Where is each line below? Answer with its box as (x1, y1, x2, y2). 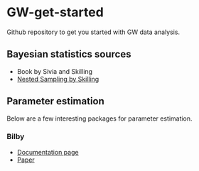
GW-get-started (6, 4, 104, 21)
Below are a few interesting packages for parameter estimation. (6, 114, 193, 123)
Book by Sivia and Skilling (16, 67, 93, 75)
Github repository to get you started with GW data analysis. (6, 28, 181, 36)
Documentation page (16, 148, 79, 156)
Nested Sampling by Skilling (16, 75, 99, 83)
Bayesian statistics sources (6, 48, 131, 60)
